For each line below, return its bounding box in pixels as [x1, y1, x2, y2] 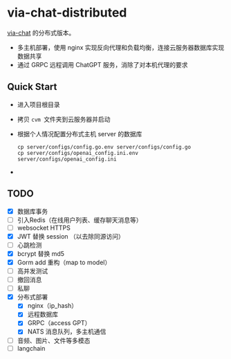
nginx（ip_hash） [27, 302, 78, 310]
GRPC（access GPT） [27, 319, 91, 327]
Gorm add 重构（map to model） [17, 258, 111, 266]
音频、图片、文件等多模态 [17, 336, 91, 344]
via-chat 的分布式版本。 [7, 28, 75, 37]
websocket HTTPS [17, 223, 71, 232]
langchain [17, 344, 46, 352]
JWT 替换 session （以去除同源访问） [17, 232, 124, 240]
